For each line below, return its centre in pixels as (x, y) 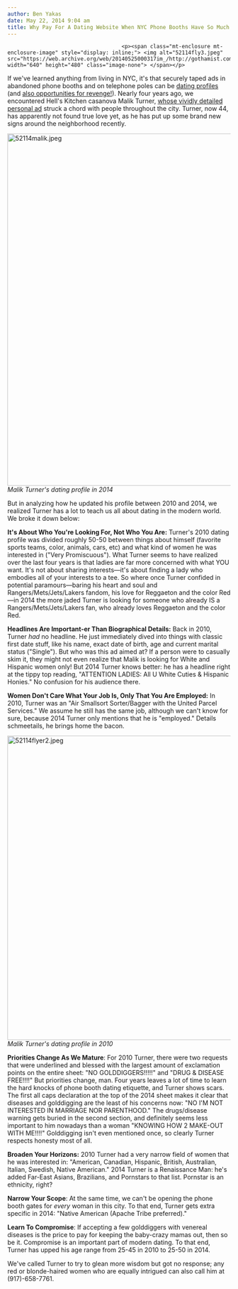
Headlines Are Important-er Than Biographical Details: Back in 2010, (110, 629)
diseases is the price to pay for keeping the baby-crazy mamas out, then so (118, 1235)
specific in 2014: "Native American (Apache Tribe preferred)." (97, 1214)
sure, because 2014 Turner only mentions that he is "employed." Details (112, 718)
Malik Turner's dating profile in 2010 (60, 1044)
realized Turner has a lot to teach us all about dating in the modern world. (114, 511)
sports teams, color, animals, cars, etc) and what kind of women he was (112, 547)
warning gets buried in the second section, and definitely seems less (108, 1118)
